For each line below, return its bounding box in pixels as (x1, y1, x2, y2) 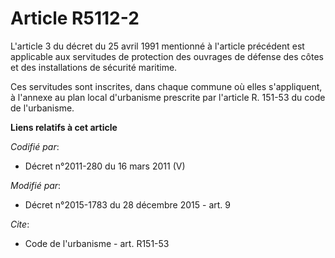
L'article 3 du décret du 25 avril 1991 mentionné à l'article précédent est (10, 40, 305, 52)
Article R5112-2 (10, 7, 140, 30)
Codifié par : (10, 140, 60, 152)
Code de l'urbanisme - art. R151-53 (24, 237, 170, 249)
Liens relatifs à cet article (10, 121, 118, 133)
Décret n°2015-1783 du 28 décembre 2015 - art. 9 (24, 198, 231, 211)
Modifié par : (10, 179, 62, 191)
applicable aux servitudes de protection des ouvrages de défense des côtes (10, 50, 324, 62)
